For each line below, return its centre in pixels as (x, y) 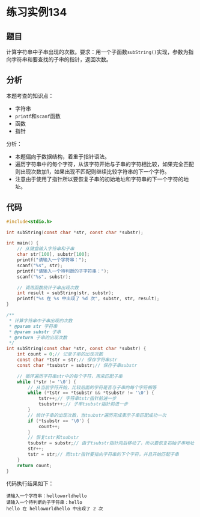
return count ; (35, 465)
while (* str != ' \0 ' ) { (47, 382)
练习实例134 (37, 12)
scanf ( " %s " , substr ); (44, 277)
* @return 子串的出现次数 (38, 337)
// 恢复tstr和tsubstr (53, 438)
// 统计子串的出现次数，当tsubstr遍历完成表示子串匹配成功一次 (97, 415)
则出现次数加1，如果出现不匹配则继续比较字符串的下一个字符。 (92, 171)
